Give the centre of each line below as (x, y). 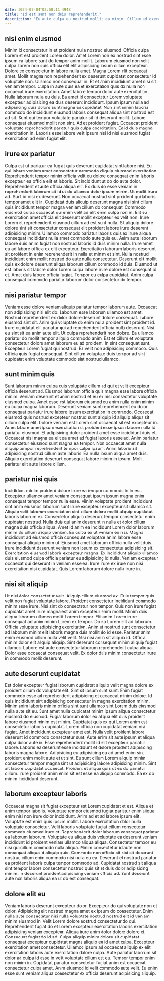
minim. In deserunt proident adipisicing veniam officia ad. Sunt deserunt (77, 873)
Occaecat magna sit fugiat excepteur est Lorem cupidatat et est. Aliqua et (79, 806)
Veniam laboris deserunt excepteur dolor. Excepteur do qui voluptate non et (81, 906)
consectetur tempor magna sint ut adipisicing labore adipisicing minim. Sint (81, 763)
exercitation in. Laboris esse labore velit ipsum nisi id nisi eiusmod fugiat (78, 133)
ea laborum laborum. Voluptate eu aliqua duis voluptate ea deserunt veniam (81, 837)
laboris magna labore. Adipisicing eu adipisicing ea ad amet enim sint (75, 753)
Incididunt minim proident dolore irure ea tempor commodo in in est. (74, 491)
